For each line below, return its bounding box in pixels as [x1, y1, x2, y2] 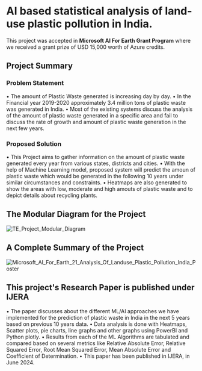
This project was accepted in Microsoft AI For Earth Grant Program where [6, 37, 191, 44]
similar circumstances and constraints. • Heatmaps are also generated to [6, 179, 188, 186]
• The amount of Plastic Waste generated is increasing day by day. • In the [6, 92, 191, 100]
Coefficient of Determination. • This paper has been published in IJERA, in [6, 352, 191, 360]
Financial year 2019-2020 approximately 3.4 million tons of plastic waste [6, 99, 186, 106]
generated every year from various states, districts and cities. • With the [6, 160, 185, 167]
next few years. [6, 125, 45, 132]
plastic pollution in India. [27, 17, 153, 31]
